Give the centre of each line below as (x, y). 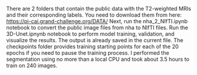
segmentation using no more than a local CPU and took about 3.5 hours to (98, 59)
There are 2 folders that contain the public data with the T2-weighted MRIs (99, 9)
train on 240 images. (32, 65)
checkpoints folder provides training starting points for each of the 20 (92, 46)
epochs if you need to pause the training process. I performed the (88, 53)
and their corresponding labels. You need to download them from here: (94, 15)
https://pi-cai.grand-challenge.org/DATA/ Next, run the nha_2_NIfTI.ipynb (97, 21)
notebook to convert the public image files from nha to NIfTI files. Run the (97, 27)
